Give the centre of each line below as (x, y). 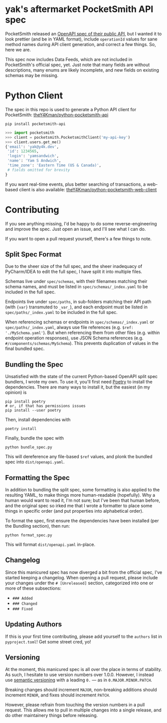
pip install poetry (25, 402)
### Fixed (23, 609)
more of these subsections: (33, 588)
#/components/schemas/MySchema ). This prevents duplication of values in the (82, 343)
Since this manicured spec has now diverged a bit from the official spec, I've (84, 572)
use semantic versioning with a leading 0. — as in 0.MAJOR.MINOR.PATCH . (79, 680)
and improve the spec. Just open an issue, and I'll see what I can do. (76, 229)
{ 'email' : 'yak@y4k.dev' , (32, 147)
